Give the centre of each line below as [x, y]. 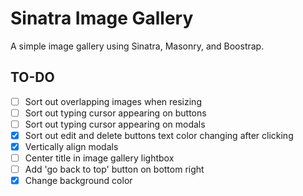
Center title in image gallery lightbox [99, 158]
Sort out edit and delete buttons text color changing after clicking [159, 135]
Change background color [78, 181]
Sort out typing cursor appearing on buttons [115, 113]
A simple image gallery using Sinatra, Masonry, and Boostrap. [137, 46]
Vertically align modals [71, 146]
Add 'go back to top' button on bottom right [114, 169]
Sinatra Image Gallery [102, 18]
